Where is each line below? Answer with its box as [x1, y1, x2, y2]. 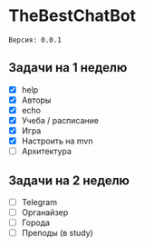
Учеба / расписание [21, 114, 99, 125]
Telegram [21, 197, 58, 207]
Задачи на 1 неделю [8, 60, 128, 75]
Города [21, 217, 51, 228]
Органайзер [21, 207, 69, 218]
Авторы [21, 94, 52, 105]
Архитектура [21, 146, 72, 157]
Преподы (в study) [21, 228, 94, 239]
